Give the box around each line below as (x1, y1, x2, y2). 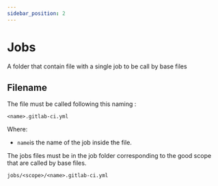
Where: (7, 125, 28, 133)
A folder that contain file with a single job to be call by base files (7, 62, 187, 70)
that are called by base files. (7, 159, 87, 168)
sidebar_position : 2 (7, 10, 66, 17)
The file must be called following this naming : (7, 100, 137, 108)
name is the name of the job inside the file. (16, 138, 132, 147)
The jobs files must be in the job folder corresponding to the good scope (7, 152, 212, 160)
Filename (7, 81, 48, 93)
